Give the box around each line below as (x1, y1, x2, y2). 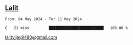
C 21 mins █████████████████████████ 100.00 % (5, 25, 128, 30)
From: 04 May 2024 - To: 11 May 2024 (5, 16, 82, 21)
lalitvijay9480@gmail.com (5, 34, 57, 40)
